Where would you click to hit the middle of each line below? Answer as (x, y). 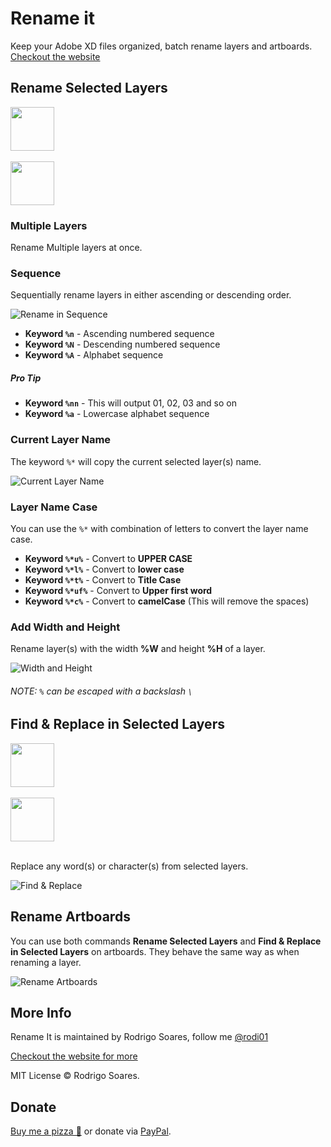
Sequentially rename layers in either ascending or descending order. (151, 295)
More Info (41, 1013)
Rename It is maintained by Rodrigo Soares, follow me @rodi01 (139, 1037)
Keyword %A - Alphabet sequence (94, 355)
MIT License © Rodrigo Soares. (75, 1076)
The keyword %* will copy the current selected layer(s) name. (136, 461)
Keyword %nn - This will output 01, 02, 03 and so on (130, 403)
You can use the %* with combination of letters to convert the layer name (159, 528)
